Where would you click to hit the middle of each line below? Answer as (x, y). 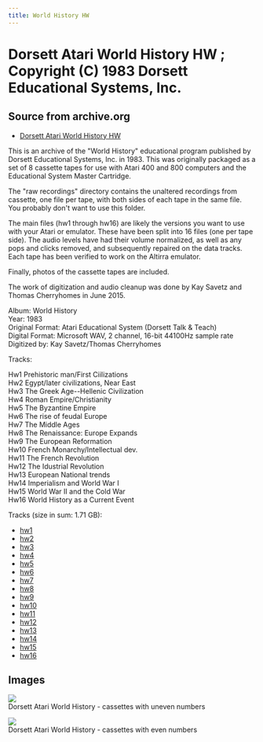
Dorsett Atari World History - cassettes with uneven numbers (107, 707)
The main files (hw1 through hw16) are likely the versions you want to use (126, 223)
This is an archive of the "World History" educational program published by (130, 151)
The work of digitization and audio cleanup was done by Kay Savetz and (125, 287)
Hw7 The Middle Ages (44, 424)
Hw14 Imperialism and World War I (64, 483)
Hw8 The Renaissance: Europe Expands (73, 432)
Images (27, 680)
